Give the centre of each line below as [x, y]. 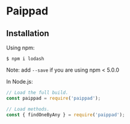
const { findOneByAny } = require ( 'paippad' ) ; [66, 115]
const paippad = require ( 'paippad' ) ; [54, 98]
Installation [28, 33]
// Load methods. [28, 109]
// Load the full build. [37, 93]
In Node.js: [20, 82]
